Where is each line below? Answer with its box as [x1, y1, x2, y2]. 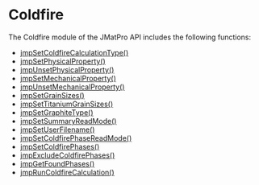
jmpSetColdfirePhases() [19, 142, 100, 151]
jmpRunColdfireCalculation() [19, 167, 115, 177]
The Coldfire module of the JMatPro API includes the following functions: [8, 32, 252, 42]
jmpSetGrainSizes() [19, 90, 85, 100]
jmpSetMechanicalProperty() [19, 73, 117, 83]
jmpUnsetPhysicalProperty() [19, 64, 115, 74]
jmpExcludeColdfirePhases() [19, 150, 115, 160]
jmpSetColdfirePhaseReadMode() [19, 133, 132, 142]
